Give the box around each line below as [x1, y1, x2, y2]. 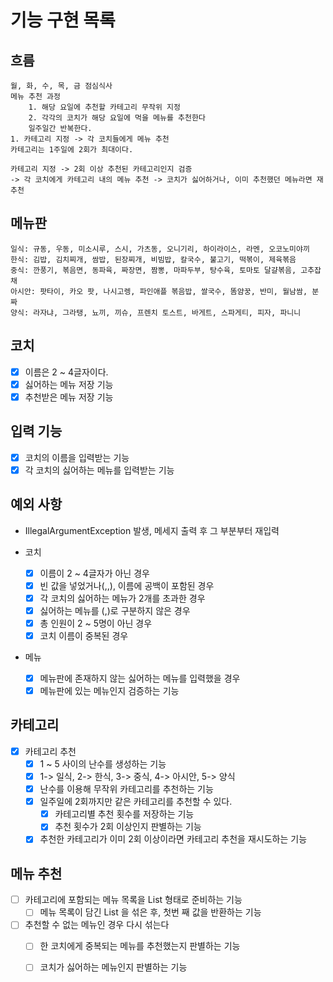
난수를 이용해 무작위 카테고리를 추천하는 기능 [39, 783, 214, 795]
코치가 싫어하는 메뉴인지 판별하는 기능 [39, 961, 188, 973]
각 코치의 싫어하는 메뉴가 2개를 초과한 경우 [39, 592, 206, 604]
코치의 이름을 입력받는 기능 [24, 451, 130, 463]
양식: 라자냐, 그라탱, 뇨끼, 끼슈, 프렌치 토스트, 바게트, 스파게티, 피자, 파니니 [10, 307, 302, 318]
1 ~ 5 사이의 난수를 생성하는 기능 [39, 757, 167, 770]
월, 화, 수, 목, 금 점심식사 [10, 81, 113, 91]
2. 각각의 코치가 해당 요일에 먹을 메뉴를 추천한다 [28, 113, 206, 123]
